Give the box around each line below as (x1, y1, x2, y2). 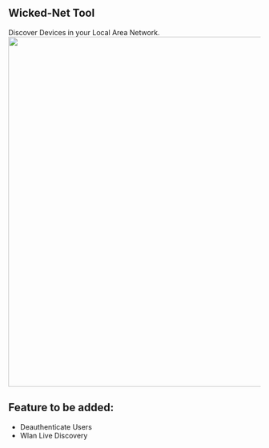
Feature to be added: (8, 401, 114, 414)
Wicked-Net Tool (8, 6, 95, 20)
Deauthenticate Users (19, 422, 92, 431)
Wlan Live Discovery (19, 430, 88, 440)
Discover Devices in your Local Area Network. (8, 27, 160, 37)
